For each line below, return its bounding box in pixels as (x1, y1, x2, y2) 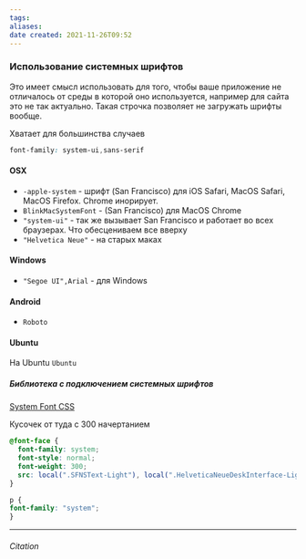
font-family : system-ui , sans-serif (9, 145, 145, 155)
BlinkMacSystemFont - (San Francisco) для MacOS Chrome (22, 204, 242, 215)
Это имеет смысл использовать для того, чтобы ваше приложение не (9, 81, 282, 92)
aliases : (9, 22, 43, 31)
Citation (9, 540, 39, 552)
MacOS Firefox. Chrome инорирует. (22, 195, 159, 206)
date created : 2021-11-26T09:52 (9, 30, 132, 39)
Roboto (22, 318, 48, 327)
